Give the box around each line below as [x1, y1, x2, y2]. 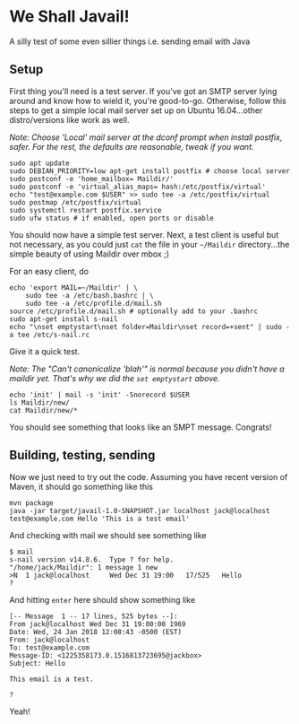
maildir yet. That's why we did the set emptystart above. [9, 372, 221, 383]
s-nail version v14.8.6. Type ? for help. [9, 554, 175, 564]
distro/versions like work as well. [9, 114, 130, 125]
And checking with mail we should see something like [9, 529, 207, 540]
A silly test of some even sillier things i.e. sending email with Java [9, 36, 251, 47]
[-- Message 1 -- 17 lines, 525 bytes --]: [9, 612, 178, 621]
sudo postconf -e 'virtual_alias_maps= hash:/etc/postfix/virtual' [9, 182, 267, 191]
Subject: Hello [9, 659, 66, 667]
